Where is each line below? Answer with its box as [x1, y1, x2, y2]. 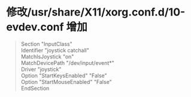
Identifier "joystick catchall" [20, 46, 90, 54]
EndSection [20, 85, 50, 92]
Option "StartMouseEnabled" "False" [20, 78, 112, 85]
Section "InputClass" [20, 40, 73, 48]
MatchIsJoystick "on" [20, 53, 74, 60]
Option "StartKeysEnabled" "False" [20, 72, 107, 79]
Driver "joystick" [20, 65, 62, 73]
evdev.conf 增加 [6, 20, 88, 34]
